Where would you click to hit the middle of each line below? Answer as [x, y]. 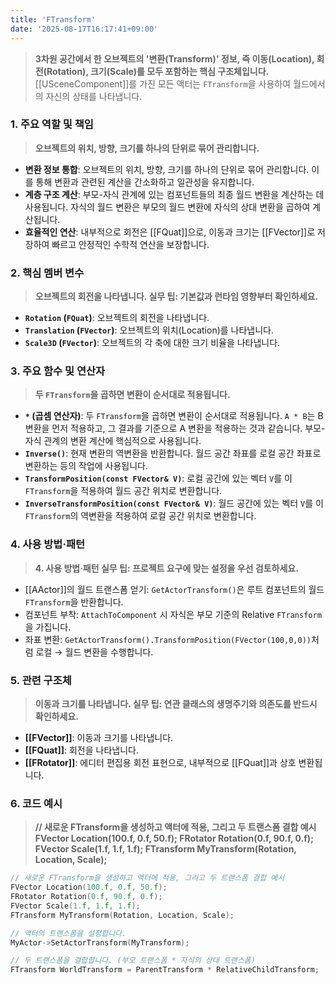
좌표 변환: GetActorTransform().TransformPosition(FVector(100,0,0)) [168, 639]
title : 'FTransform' [53, 19]
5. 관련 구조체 [41, 680]
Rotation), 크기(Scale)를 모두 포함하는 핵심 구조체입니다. [158, 71]
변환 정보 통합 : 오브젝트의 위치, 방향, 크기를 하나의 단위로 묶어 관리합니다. [167, 169]
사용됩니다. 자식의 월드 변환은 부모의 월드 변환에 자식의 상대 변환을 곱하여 [167, 207]
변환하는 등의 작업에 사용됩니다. [86, 466]
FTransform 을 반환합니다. [74, 602]
